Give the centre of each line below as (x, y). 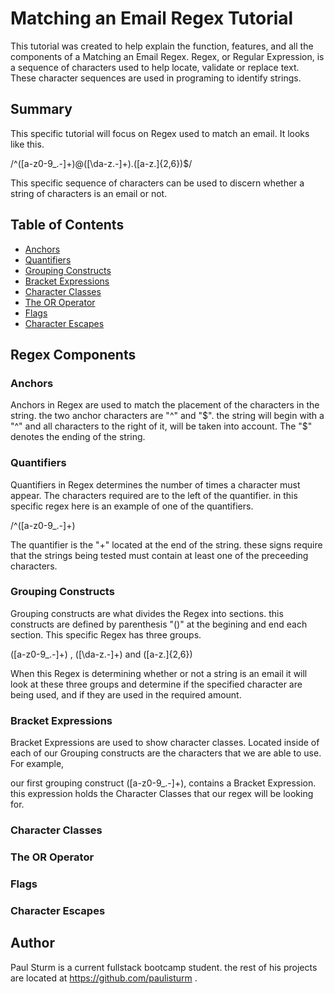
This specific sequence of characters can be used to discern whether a (157, 183)
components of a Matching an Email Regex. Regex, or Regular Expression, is (167, 56)
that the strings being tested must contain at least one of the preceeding (159, 555)
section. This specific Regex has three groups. (106, 634)
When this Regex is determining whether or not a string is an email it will (159, 673)
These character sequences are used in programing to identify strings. (156, 78)
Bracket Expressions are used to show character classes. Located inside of (165, 743)
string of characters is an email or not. (89, 193)
